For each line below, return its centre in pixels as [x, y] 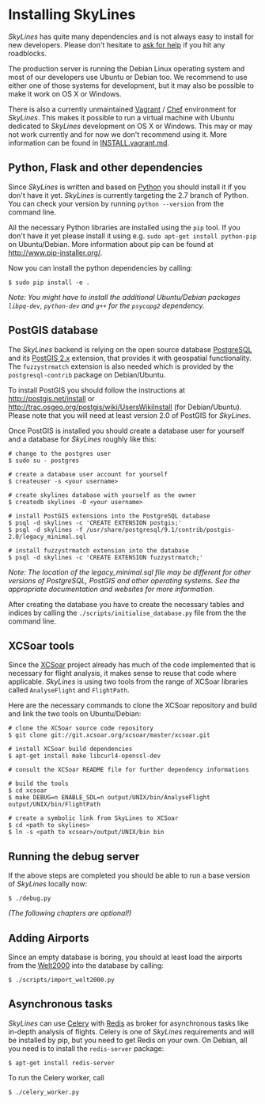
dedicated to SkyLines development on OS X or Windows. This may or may [131, 126]
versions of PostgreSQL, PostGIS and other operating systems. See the [124, 580]
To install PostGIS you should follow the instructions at [97, 390]
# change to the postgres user [60, 453]
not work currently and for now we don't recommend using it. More [118, 134]
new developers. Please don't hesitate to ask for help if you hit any [117, 44]
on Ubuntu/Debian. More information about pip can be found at [111, 244]
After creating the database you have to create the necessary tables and [126, 604]
